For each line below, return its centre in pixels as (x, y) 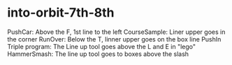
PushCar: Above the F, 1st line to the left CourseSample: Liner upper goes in (116, 32)
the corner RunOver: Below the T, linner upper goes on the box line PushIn (114, 39)
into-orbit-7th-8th (61, 13)
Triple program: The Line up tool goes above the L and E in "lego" (101, 46)
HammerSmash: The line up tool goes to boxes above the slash (98, 54)
